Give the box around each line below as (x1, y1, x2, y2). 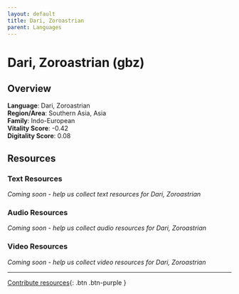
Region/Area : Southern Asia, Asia (7, 109, 107, 117)
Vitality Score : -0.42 (7, 124, 69, 132)
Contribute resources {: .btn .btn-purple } (7, 278, 127, 287)
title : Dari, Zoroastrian (7, 17, 84, 24)
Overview (7, 83, 52, 95)
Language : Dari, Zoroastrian (7, 101, 90, 110)
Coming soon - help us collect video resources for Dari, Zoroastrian (7, 258, 206, 266)
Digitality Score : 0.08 (7, 132, 71, 140)
